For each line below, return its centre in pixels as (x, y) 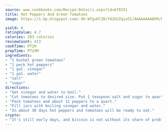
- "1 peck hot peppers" (30, 65)
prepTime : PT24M (22, 51)
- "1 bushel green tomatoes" (35, 60)
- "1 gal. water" (23, 74)
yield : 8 (14, 28)
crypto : (13, 115)
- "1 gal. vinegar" (25, 69)
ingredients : (19, 55)
